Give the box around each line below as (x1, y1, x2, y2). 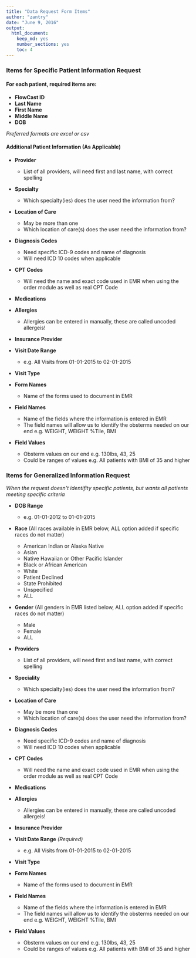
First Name (14, 106, 42, 113)
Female (23, 628, 42, 635)
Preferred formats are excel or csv (6, 130, 90, 137)
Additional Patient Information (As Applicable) (6, 143, 121, 150)
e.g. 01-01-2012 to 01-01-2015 (23, 514, 96, 521)
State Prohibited (23, 580, 63, 587)
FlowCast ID (14, 93, 45, 100)
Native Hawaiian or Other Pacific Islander (23, 555, 123, 562)
